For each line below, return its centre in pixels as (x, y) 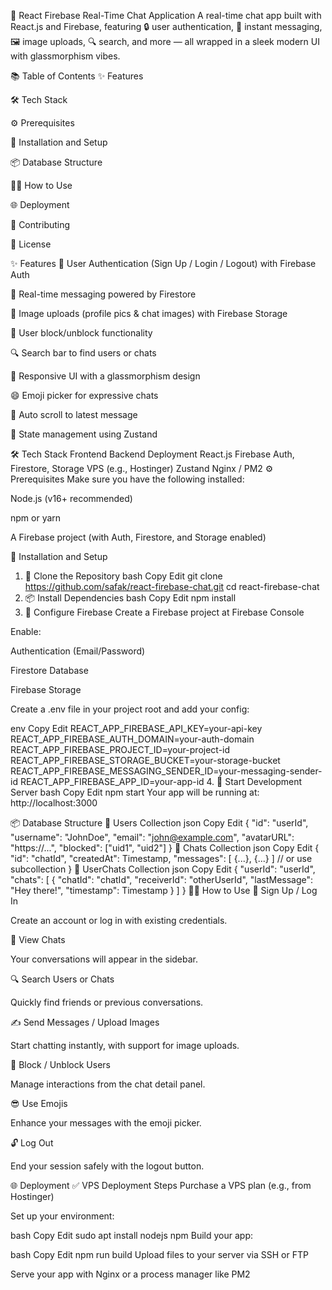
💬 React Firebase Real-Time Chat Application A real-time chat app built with (166, 15)
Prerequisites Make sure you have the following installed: (127, 479)
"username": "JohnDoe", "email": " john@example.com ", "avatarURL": (152, 837)
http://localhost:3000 (54, 803)
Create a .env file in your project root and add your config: (130, 709)
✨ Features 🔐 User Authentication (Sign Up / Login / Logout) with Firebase (163, 263)
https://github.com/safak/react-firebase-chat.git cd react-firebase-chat (172, 586)
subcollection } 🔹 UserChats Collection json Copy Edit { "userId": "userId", (163, 869)
